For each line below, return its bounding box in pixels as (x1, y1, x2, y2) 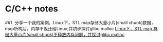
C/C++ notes (5, 3, 58, 14)
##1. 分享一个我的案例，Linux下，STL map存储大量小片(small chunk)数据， (5, 20, 156, 25)
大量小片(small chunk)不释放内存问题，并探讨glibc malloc (9, 31, 125, 37)
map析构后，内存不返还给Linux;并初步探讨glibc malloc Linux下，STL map (5, 25, 152, 31)
